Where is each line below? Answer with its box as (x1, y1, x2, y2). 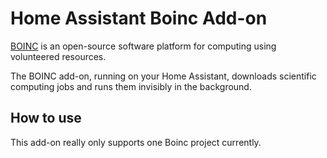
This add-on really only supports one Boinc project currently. (10, 136, 262, 148)
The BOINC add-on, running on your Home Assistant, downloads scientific (10, 70, 317, 82)
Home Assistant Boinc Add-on (10, 7, 268, 30)
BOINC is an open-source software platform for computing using (10, 40, 277, 52)
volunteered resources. (10, 50, 107, 62)
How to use (10, 110, 82, 127)
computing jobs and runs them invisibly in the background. (10, 80, 252, 92)
